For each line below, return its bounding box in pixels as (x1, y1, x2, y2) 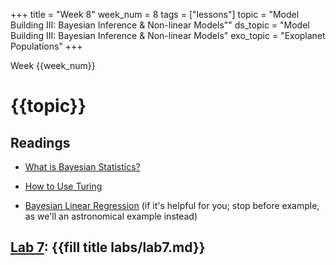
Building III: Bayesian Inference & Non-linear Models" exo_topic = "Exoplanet (10, 30, 326, 41)
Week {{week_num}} (10, 60, 96, 71)
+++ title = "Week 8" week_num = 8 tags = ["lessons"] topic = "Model (10, 9, 300, 20)
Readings (10, 134, 71, 151)
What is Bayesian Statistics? (24, 161, 141, 173)
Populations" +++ (10, 40, 83, 52)
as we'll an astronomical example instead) (24, 210, 198, 222)
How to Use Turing (24, 180, 103, 192)
